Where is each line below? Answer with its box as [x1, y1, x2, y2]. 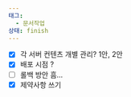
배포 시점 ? [19, 59, 55, 69]
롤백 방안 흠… [19, 70, 63, 79]
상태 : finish [8, 26, 49, 34]
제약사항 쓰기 [19, 79, 62, 89]
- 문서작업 [15, 19, 46, 27]
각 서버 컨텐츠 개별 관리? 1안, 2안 [19, 50, 123, 59]
